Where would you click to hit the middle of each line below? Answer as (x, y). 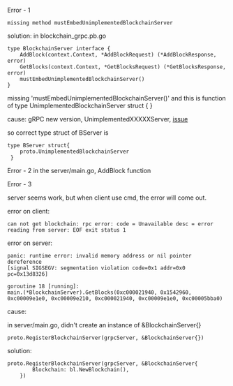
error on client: (29, 211)
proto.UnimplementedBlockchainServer (75, 151)
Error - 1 (19, 10)
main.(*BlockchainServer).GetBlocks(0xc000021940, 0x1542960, (99, 292)
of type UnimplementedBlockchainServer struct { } (80, 105)
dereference (24, 262)
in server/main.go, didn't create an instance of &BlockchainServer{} (104, 325)
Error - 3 (20, 184)
